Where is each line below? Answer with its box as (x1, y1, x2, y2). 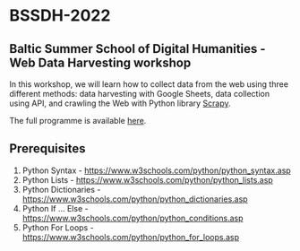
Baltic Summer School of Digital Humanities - (9, 41, 266, 56)
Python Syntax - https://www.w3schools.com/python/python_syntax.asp (21, 165, 291, 176)
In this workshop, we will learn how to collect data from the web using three (9, 79, 289, 90)
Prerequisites (9, 141, 86, 157)
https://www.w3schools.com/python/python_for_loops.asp (21, 231, 240, 242)
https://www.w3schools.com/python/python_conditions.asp (21, 212, 244, 223)
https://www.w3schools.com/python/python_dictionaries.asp (21, 194, 248, 204)
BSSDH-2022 (9, 5, 111, 26)
